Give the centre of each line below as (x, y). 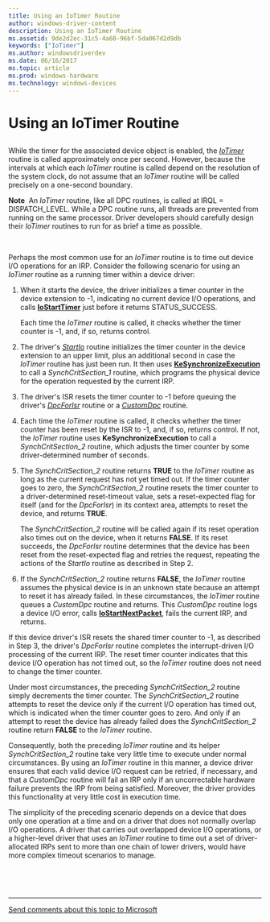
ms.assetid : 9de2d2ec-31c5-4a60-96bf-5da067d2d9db (95, 38)
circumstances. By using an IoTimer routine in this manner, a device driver (131, 763)
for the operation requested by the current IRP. (97, 381)
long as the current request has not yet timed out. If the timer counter (135, 479)
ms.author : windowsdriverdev (57, 53)
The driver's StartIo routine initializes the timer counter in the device (133, 347)
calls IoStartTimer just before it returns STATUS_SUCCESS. (119, 308)
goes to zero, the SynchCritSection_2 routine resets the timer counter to (139, 488)
